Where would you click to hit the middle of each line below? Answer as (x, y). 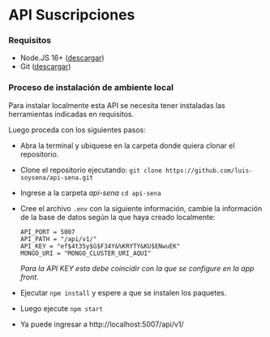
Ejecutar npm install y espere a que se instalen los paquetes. (123, 292)
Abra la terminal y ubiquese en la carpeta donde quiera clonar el (127, 145)
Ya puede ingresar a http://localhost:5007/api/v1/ (102, 324)
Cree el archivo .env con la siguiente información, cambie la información (141, 208)
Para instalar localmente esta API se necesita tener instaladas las (117, 105)
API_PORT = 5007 (47, 232)
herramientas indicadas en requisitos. (71, 114)
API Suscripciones (72, 15)
